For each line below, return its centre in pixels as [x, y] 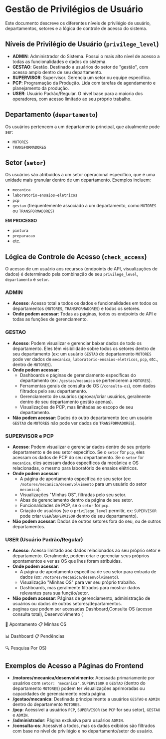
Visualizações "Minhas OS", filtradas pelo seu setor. [73, 495]
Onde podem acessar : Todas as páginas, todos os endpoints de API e [84, 314]
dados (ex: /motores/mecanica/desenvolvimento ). [70, 577]
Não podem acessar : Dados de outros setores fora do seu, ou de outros [86, 521]
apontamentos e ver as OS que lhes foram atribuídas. [67, 561]
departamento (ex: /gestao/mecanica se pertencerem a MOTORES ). [86, 380]
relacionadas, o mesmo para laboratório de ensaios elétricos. [75, 468]
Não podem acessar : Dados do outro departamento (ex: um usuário [82, 418]
